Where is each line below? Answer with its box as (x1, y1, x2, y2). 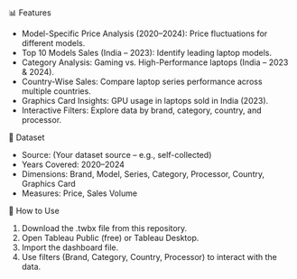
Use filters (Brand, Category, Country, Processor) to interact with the (21, 252, 277, 262)
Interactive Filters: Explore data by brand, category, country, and (21, 105, 263, 116)
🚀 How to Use (8, 206, 60, 216)
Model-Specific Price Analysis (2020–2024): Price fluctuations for (21, 28, 268, 39)
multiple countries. (21, 86, 91, 97)
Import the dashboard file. (21, 242, 119, 253)
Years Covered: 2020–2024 (21, 159, 125, 170)
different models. (21, 38, 86, 48)
